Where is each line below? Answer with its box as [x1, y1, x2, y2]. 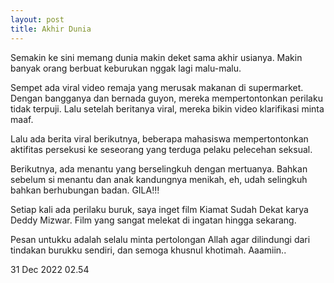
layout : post [10, 14, 65, 25]
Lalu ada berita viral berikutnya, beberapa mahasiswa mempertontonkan [10, 132, 309, 145]
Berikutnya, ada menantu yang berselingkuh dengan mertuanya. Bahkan [10, 162, 308, 175]
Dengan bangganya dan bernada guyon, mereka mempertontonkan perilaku [10, 92, 323, 104]
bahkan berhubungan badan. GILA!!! [10, 184, 160, 196]
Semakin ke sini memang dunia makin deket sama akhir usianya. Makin [10, 51, 303, 63]
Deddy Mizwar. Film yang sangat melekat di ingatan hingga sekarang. [10, 214, 297, 226]
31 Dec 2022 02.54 [10, 263, 90, 275]
